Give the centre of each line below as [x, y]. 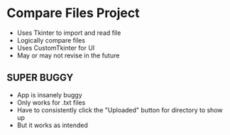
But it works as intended [52, 125]
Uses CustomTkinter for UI [56, 48]
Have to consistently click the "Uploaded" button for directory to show [120, 110]
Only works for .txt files [51, 102]
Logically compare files [51, 40]
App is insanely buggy [49, 94]
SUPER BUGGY [40, 78]
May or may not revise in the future [68, 55]
